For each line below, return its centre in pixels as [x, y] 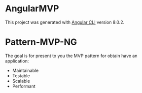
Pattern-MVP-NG [41, 42]
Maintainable [25, 70]
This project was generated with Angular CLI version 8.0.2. [65, 22]
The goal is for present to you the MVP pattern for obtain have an [71, 56]
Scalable [21, 81]
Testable [21, 76]
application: [17, 61]
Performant [24, 86]
